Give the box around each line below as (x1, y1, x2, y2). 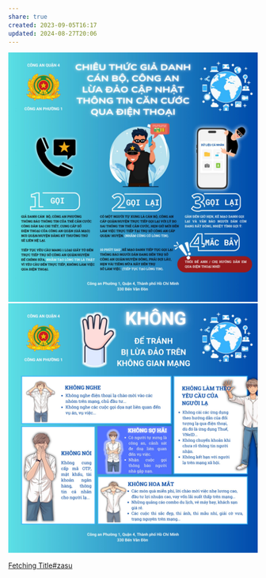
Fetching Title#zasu (8, 561, 73, 570)
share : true (8, 13, 47, 21)
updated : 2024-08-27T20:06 (8, 29, 97, 37)
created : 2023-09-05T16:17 (8, 21, 97, 29)
